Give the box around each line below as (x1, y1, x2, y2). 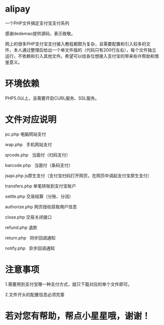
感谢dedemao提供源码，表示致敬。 (5, 30, 76, 36)
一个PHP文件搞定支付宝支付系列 (5, 20, 70, 26)
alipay (5, 3, 30, 15)
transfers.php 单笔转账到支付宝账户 (5, 183, 77, 189)
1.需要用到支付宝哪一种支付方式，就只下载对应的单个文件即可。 (5, 281, 132, 287)
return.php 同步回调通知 (5, 235, 56, 241)
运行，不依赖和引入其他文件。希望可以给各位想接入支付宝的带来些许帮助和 (5, 53, 155, 59)
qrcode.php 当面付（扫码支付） (5, 152, 71, 158)
